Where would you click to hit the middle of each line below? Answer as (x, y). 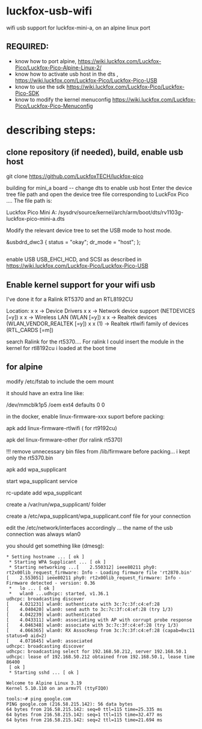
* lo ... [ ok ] (32, 588)
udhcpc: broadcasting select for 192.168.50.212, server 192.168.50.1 (96, 651)
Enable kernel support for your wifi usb (81, 285)
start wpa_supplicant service (42, 481)
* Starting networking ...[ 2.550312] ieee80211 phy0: (83, 567)
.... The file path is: (29, 200)
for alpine (25, 367)
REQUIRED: (28, 47)
